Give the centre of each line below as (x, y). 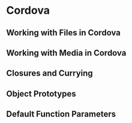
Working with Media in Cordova (66, 52)
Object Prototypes (41, 94)
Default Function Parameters (61, 114)
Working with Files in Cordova (64, 33)
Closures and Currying (49, 73)
